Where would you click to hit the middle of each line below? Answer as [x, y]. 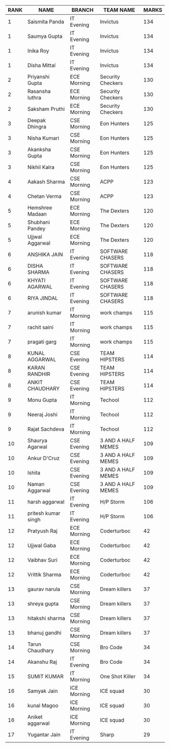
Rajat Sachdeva [46, 429]
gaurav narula [44, 589]
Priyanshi [38, 77]
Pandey [36, 228]
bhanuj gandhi [45, 633]
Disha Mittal [41, 65]
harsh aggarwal [46, 502]
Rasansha [39, 91]
